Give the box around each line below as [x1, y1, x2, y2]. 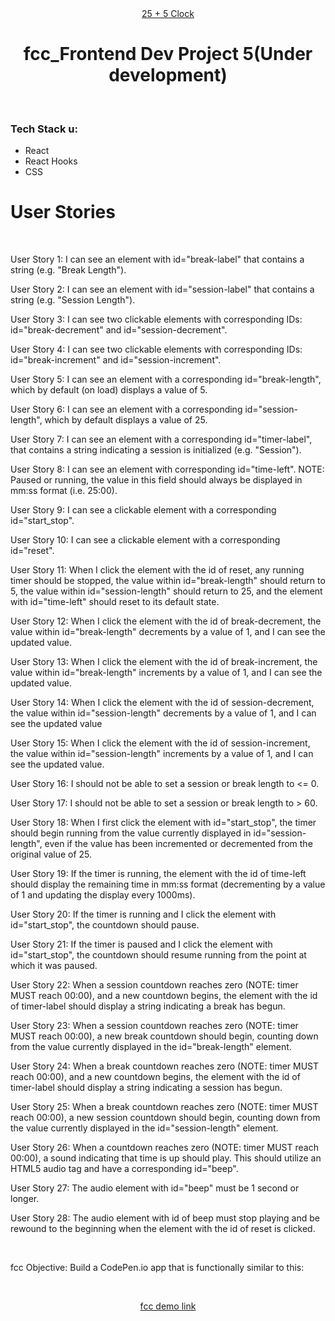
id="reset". [10, 545, 55, 557]
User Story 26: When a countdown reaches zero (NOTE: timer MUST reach [10, 1142, 319, 1154]
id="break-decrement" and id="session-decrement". [10, 324, 228, 336]
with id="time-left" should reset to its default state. [10, 596, 220, 608]
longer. [10, 1193, 40, 1205]
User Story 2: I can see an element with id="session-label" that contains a [10, 283, 315, 296]
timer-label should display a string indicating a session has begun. [10, 1082, 283, 1094]
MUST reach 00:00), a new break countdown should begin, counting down [10, 1030, 319, 1042]
